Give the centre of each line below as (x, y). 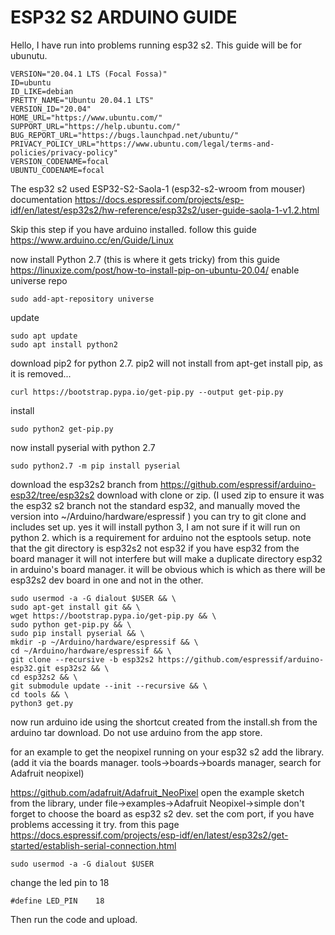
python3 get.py (42, 703)
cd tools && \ (40, 694)
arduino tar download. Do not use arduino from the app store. (136, 732)
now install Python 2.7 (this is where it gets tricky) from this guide (145, 259)
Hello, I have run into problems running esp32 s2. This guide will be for (156, 45)
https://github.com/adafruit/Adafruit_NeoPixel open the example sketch (157, 792)
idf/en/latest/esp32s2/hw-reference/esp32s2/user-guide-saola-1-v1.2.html (165, 210)
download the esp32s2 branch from (84, 484)
